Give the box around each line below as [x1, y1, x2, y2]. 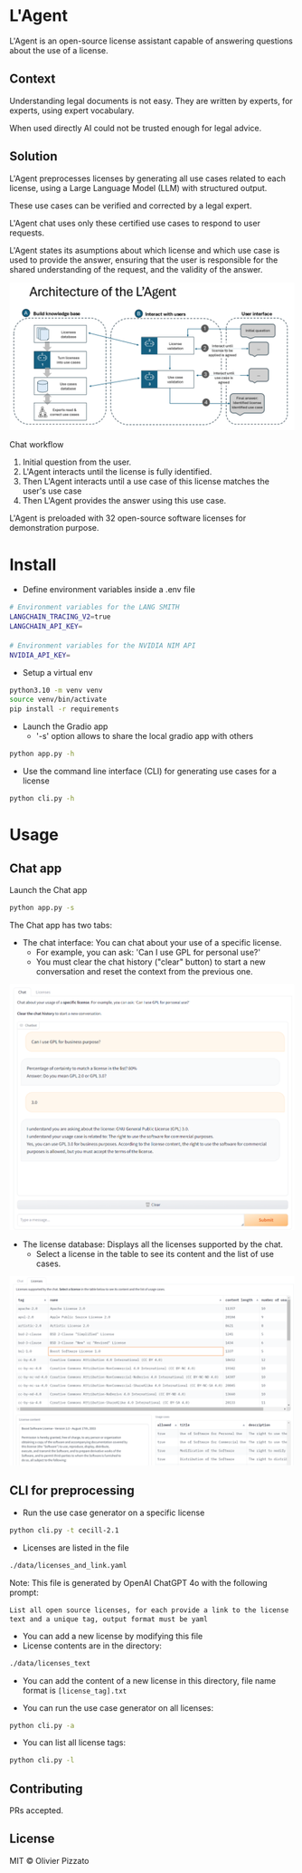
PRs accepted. [9, 1805, 64, 1816]
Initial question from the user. [22, 456, 132, 467]
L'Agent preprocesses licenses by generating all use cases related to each [9, 173, 287, 184]
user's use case [22, 485, 82, 496]
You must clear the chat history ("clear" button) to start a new [35, 956, 267, 967]
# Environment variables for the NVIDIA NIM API [9, 640, 196, 650]
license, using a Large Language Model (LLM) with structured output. [9, 182, 268, 193]
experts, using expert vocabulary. [9, 105, 135, 116]
